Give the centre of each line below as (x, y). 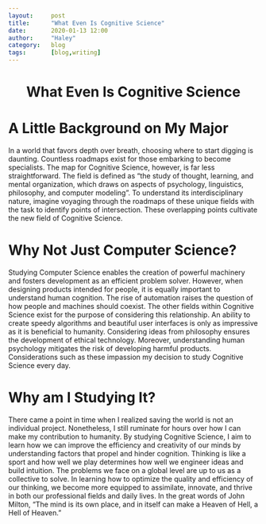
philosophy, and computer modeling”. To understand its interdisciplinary (126, 193)
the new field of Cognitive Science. (66, 218)
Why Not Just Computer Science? (122, 250)
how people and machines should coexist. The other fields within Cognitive (131, 307)
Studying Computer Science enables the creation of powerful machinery (127, 272)
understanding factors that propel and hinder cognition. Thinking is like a (127, 454)
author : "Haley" (42, 38)
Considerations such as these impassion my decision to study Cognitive (126, 357)
